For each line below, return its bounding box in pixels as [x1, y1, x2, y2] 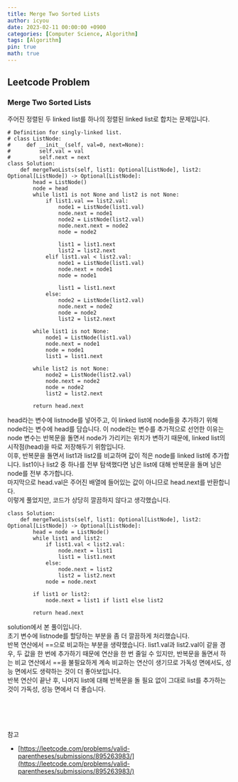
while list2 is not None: [33, 365, 110, 372]
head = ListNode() [33, 178, 87, 185]
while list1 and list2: [33, 534, 103, 542]
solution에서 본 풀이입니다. [7, 622, 82, 631]
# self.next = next [7, 153, 91, 161]
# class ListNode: [7, 135, 62, 142]
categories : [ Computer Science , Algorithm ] [7, 30, 139, 38]
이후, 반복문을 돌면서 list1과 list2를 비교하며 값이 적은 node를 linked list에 [7, 451, 211, 460]
